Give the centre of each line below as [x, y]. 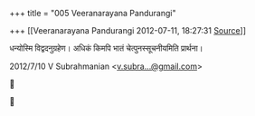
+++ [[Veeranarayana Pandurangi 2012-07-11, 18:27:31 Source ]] [128, 30]
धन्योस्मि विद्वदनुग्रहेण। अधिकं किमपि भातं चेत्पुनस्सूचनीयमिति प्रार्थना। [106, 48]
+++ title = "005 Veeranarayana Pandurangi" [93, 13]
